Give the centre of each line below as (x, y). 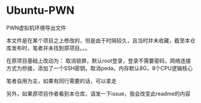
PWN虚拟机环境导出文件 (36, 28)
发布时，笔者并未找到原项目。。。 (51, 48)
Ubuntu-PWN (40, 10)
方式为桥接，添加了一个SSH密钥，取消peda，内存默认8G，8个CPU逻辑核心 (100, 68)
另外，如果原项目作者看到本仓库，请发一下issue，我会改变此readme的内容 (98, 93)
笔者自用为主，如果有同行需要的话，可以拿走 (61, 81)
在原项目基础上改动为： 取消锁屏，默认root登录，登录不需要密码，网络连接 (99, 60)
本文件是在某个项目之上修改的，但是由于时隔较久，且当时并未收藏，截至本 (98, 40)
